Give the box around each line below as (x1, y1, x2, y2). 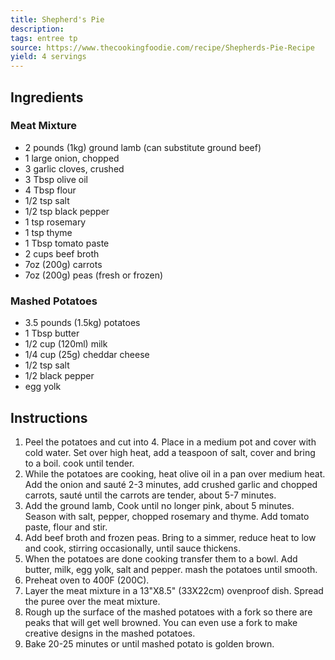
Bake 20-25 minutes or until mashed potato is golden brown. (24, 637, 275, 650)
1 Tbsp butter (24, 327, 80, 340)
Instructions (10, 409, 88, 426)
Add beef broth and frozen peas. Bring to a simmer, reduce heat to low (24, 531, 317, 543)
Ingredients (10, 89, 84, 106)
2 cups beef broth (24, 247, 100, 260)
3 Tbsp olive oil (24, 173, 88, 185)
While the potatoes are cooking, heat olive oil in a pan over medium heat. (24, 467, 326, 480)
